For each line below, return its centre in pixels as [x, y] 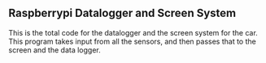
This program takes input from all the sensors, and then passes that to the [132, 41]
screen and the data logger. [55, 50]
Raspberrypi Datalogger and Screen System [122, 13]
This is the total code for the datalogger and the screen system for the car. [133, 32]
